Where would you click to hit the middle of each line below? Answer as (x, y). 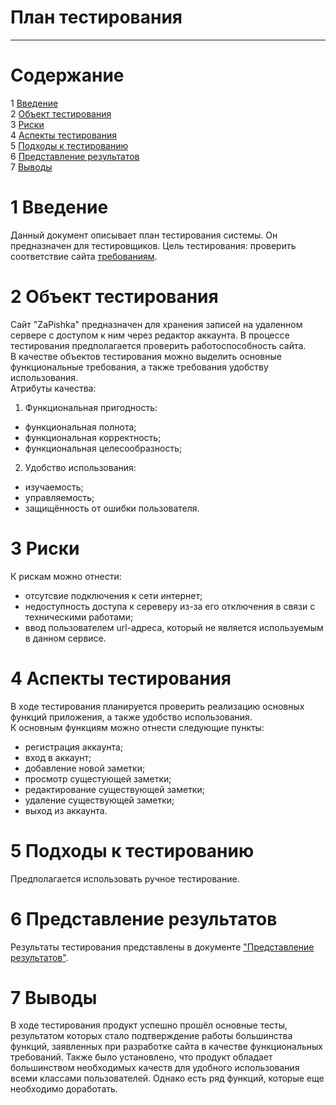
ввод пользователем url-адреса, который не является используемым (174, 627)
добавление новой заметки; (85, 768)
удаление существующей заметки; (99, 800)
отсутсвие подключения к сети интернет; (113, 595)
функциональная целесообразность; (103, 448)
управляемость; (59, 497)
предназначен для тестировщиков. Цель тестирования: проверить (153, 245)
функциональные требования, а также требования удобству (139, 367)
